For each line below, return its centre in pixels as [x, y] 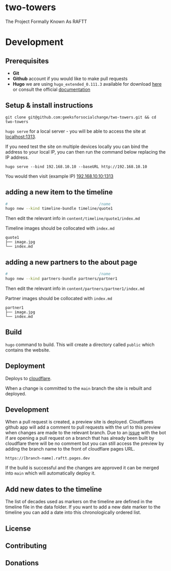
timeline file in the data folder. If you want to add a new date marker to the [83, 507]
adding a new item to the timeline [59, 192]
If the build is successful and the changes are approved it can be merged [82, 468]
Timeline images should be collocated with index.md [60, 228]
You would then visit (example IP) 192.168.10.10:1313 [59, 176]
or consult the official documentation [52, 89]
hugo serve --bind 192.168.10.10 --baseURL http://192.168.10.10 [76, 167]
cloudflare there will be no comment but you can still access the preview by [85, 443]
